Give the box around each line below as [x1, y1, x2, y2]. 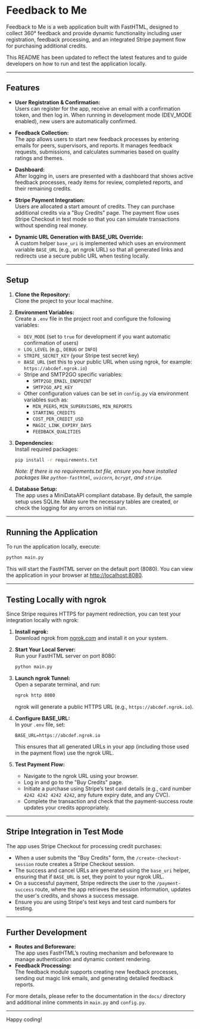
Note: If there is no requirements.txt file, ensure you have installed [14, 468, 177, 475]
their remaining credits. [14, 185, 72, 192]
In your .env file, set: [14, 721, 65, 728]
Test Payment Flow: [14, 761, 65, 768]
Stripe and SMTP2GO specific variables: [23, 371, 123, 378]
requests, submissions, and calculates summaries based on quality [14, 148, 180, 155]
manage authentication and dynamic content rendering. [14, 956, 152, 963]
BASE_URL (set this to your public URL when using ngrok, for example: [23, 358, 192, 365]
